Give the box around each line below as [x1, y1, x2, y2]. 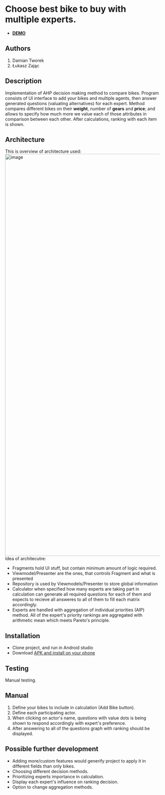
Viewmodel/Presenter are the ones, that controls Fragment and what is [12, 570, 156, 576]
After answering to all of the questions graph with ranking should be [12, 725, 150, 731]
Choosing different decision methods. [12, 768, 89, 774]
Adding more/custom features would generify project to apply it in [12, 758, 146, 764]
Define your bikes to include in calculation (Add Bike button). [12, 704, 135, 710]
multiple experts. [5, 14, 77, 25]
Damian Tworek [12, 57, 44, 63]
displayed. [12, 731, 33, 737]
